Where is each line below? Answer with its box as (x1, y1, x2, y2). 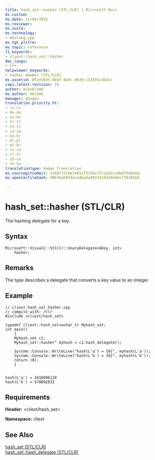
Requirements (5, 393, 50, 401)
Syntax (5, 232, 28, 241)
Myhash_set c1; (14, 336, 46, 341)
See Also (5, 430, 33, 439)
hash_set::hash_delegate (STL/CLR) (5, 449, 79, 455)
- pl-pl (5, 138, 21, 143)
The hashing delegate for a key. (5, 218, 70, 224)
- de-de (5, 110, 21, 115)
